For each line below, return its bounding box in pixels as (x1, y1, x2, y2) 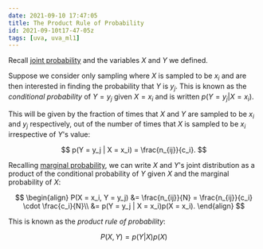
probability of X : (8, 177, 61, 187)
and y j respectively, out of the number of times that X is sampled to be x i (8, 119, 246, 131)
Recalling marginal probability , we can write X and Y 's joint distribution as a (8, 161, 255, 170)
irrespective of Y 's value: (8, 130, 90, 139)
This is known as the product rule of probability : (8, 216, 166, 227)
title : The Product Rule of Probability (8, 19, 145, 27)
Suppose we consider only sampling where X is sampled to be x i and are (8, 71, 247, 83)
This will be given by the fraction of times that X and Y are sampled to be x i (8, 109, 255, 120)
